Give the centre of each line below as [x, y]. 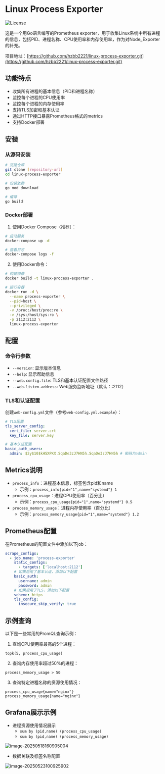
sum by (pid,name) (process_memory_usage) [64, 736]
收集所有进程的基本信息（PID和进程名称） [55, 91]
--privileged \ [25, 306]
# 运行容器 [15, 287]
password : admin [35, 585]
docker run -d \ [22, 292]
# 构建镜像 [15, 274]
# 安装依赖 [15, 183]
